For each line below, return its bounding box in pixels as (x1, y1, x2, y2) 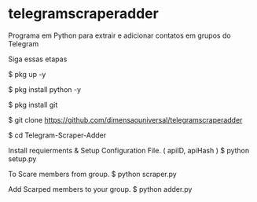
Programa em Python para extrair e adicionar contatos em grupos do (8, 31, 231, 40)
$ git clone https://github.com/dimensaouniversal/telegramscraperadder (8, 115, 243, 124)
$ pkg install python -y (8, 84, 81, 94)
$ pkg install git (8, 100, 58, 109)
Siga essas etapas (8, 54, 68, 64)
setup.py (8, 154, 37, 163)
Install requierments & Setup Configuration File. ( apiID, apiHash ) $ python (8, 145, 250, 155)
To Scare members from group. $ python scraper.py (8, 169, 177, 178)
